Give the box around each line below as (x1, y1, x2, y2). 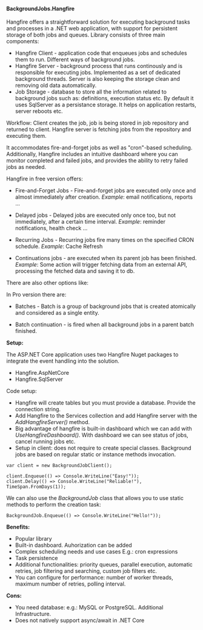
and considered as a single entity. (15, 309, 99, 317)
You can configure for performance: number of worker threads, (15, 574, 174, 581)
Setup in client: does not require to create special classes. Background (15, 444, 192, 452)
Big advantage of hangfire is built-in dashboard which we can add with (15, 425, 192, 433)
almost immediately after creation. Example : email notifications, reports (15, 193, 193, 200)
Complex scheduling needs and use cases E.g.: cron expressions (15, 548, 178, 555)
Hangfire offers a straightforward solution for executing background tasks (6, 18, 190, 26)
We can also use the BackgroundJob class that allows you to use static (6, 495, 184, 502)
